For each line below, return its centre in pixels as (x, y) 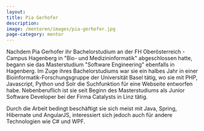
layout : (16, 12)
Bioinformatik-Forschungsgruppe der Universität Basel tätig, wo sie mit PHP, (102, 78)
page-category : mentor (35, 35)
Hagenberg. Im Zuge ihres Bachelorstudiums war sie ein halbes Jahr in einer (102, 71)
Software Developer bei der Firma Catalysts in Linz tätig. (77, 97)
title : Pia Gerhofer (33, 18)
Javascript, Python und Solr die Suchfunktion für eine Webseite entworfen (100, 84)
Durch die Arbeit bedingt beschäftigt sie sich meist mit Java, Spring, (92, 109)
